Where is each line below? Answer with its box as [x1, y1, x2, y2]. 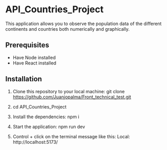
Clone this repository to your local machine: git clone [12, 88, 125, 94]
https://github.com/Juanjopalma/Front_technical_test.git [12, 94, 132, 100]
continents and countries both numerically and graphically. [5, 26, 130, 32]
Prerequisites [5, 41, 49, 50]
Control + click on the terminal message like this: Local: [12, 133, 130, 139]
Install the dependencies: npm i [12, 114, 80, 120]
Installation [5, 75, 42, 83]
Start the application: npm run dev [12, 123, 85, 130]
